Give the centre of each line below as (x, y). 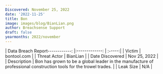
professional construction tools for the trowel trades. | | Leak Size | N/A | (79, 66)
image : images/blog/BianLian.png (40, 23)
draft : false (19, 32)
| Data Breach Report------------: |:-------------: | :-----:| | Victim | (73, 51)
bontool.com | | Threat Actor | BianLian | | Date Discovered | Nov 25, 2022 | (82, 56)
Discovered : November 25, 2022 (37, 10)
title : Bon (16, 19)
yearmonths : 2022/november (33, 37)
